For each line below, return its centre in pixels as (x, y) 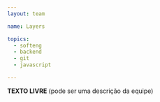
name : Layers (26, 26)
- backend (28, 52)
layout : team (26, 14)
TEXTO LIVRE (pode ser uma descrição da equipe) (80, 91)
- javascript (32, 65)
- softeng (28, 45)
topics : (19, 39)
